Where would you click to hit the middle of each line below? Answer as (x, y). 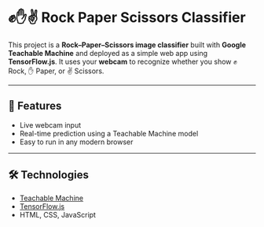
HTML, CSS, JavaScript (58, 214)
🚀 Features (35, 106)
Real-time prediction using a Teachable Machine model (109, 133)
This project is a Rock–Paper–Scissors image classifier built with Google (127, 45)
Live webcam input (50, 125)
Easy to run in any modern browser (76, 142)
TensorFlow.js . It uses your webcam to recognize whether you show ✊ (123, 61)
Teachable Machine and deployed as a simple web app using (108, 53)
